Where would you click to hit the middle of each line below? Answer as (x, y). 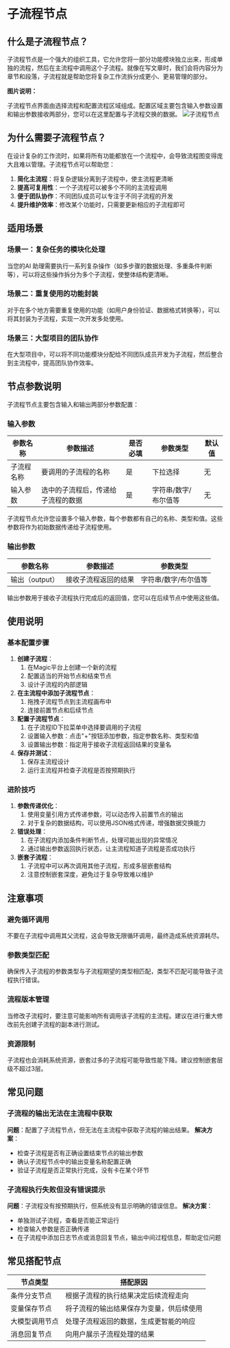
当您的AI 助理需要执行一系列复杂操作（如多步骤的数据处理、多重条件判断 (110, 265)
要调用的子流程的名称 (75, 472)
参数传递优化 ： (38, 806)
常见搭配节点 (34, 1261)
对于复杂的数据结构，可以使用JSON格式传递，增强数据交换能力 (116, 823)
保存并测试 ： (35, 753)
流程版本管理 (28, 1000)
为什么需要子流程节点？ (56, 138)
